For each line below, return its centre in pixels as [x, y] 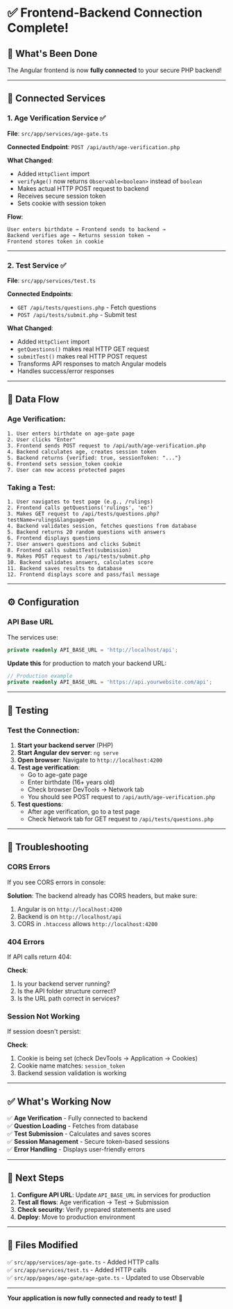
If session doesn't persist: [44, 1032]
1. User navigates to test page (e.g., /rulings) [80, 502]
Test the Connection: [43, 730]
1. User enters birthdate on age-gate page [71, 434]
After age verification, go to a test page [84, 811]
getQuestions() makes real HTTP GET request [83, 349]
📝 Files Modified [43, 1246]
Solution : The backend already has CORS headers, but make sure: [102, 896]
